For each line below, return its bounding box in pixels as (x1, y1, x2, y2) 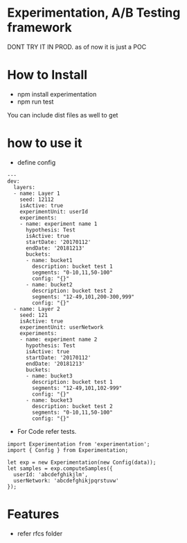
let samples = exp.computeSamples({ (7, 464, 113, 472)
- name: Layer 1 (13, 190, 60, 197)
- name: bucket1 (25, 257, 73, 264)
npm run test (17, 97, 54, 106)
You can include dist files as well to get (7, 111, 118, 119)
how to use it (7, 136, 82, 151)
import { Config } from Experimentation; (7, 446, 129, 453)
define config (17, 158, 56, 166)
